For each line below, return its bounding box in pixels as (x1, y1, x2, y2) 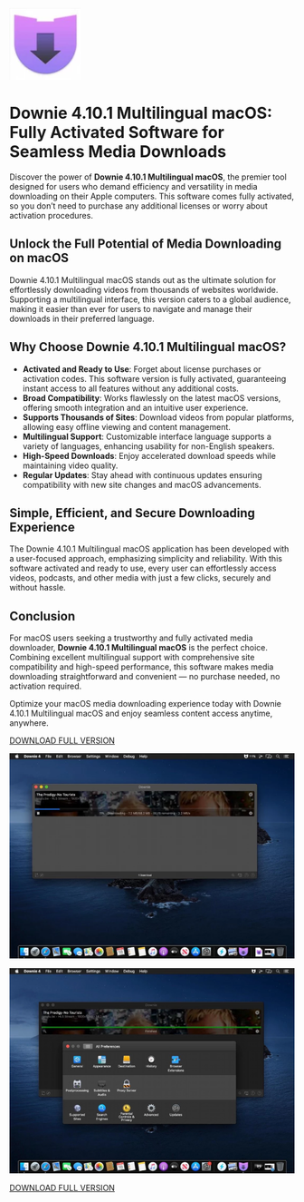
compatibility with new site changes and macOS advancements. (22, 479, 261, 490)
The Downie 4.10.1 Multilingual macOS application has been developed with (9, 543, 290, 554)
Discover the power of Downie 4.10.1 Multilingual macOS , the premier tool (9, 171, 287, 182)
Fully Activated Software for (9, 122, 224, 143)
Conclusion (9, 608, 76, 624)
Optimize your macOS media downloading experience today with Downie (9, 699, 282, 709)
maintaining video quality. (22, 460, 119, 471)
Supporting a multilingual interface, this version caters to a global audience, (9, 294, 291, 305)
